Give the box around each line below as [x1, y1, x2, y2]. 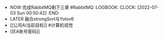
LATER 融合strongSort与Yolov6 [9, 16, 74, 21]
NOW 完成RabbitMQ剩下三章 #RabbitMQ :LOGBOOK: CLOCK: [9, 4, 136, 10]
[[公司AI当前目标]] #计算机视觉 [9, 22, 73, 28]
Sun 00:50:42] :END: [16, 10, 60, 16]
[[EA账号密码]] [9, 28, 40, 34]
